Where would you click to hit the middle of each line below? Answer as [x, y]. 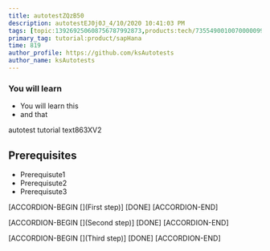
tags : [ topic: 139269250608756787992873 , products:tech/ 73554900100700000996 [138, 30]
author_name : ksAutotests [51, 61]
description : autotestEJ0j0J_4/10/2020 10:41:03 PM [96, 23]
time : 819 [25, 46]
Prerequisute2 [43, 183]
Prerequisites [43, 155]
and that [34, 115]
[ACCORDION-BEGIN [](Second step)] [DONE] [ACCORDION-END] [119, 222]
